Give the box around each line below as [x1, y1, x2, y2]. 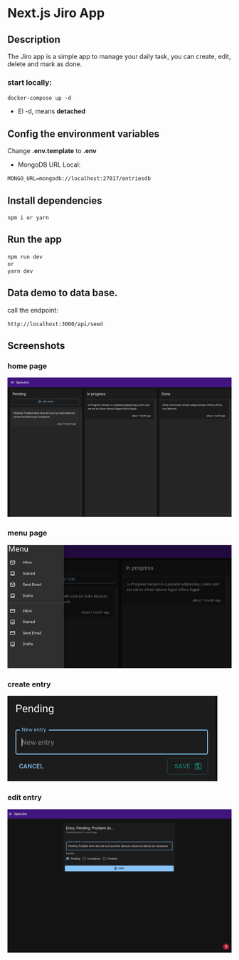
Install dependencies [7, 194, 102, 207]
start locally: [7, 77, 52, 87]
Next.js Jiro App [7, 5, 105, 21]
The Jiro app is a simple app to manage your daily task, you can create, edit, [7, 52, 231, 61]
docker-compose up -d [7, 95, 72, 102]
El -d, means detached [17, 107, 86, 115]
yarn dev [7, 267, 33, 275]
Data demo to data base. [7, 287, 118, 299]
